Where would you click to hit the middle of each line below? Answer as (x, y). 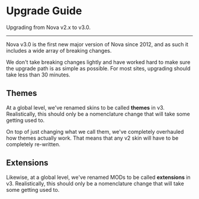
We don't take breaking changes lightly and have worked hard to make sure (98, 62)
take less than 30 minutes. (38, 75)
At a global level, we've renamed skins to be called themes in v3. (85, 107)
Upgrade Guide (44, 11)
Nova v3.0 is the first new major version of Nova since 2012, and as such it (97, 44)
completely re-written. (33, 144)
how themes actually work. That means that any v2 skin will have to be (92, 138)
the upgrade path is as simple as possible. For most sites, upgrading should (98, 68)
